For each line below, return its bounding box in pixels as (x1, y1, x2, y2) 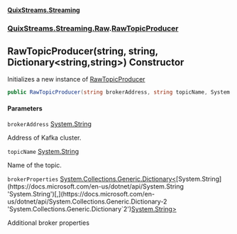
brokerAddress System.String (7, 120, 92, 128)
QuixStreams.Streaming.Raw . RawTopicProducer (7, 23, 179, 33)
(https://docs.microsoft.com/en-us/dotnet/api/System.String (7, 182, 184, 191)
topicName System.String (7, 147, 79, 156)
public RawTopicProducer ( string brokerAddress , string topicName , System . (7, 89, 233, 96)
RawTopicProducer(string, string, (7, 45, 158, 57)
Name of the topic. (7, 161, 62, 169)
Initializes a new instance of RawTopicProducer (7, 75, 145, 84)
